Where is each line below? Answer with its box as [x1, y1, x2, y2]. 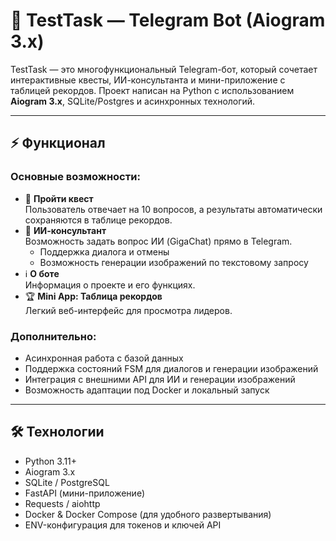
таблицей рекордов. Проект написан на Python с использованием [10, 84, 295, 96]
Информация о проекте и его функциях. [24, 279, 196, 291]
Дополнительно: [10, 329, 97, 343]
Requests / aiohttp [24, 497, 101, 509]
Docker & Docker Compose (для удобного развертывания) [24, 508, 272, 520]
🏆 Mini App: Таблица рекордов [24, 290, 163, 302]
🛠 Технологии [10, 424, 105, 441]
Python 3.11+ [24, 455, 78, 467]
